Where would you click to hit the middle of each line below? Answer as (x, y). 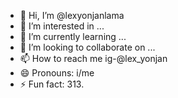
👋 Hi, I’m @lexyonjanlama (72, 15)
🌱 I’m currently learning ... (73, 36)
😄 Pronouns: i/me (57, 73)
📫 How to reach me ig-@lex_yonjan (93, 58)
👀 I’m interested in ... (62, 26)
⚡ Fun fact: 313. (52, 84)
